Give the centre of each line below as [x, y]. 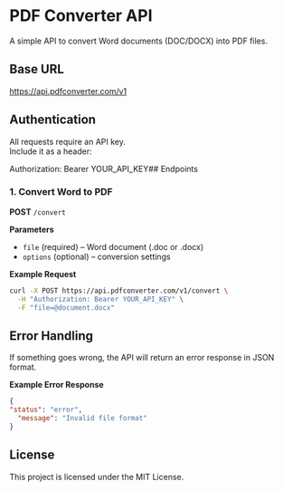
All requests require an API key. [68, 141]
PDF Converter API [81, 16]
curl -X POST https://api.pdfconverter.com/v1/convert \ [119, 291]
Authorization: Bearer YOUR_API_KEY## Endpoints [104, 168]
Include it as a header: [51, 151]
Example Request [43, 274]
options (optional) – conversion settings [96, 256]
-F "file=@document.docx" [66, 308]
